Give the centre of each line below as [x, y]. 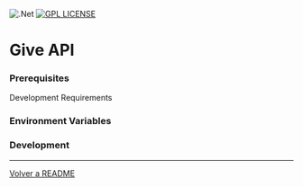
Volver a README [42, 173]
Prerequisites [39, 78]
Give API [42, 50]
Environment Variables [60, 121]
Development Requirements [61, 98]
